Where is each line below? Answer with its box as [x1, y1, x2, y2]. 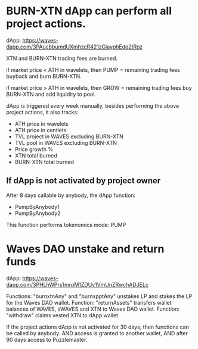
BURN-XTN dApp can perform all [6, 4, 172, 18]
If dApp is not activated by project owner [6, 175, 161, 186]
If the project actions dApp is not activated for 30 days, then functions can [6, 323, 189, 330]
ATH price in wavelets [14, 120, 69, 127]
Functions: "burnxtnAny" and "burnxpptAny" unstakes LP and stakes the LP [6, 292, 193, 300]
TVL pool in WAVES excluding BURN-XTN [14, 139, 117, 146]
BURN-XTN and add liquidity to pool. [6, 90, 97, 98]
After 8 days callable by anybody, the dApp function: [6, 192, 136, 199]
